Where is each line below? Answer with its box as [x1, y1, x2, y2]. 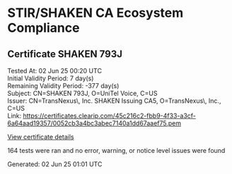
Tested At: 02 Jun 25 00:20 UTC [7, 67, 103, 75]
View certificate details [7, 132, 74, 141]
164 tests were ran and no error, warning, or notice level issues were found [7, 147, 226, 154]
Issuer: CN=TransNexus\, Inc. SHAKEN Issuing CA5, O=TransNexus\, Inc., [7, 97, 221, 105]
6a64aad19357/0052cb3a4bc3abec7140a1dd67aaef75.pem [7, 119, 182, 128]
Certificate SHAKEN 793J [7, 48, 122, 60]
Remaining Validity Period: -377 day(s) [7, 82, 120, 89]
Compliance [7, 20, 80, 36]
